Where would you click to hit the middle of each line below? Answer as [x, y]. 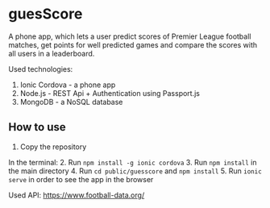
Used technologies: [41, 69]
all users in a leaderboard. [52, 53]
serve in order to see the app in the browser [81, 179]
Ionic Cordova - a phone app [68, 85]
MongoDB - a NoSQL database [71, 102]
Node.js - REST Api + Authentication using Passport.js [110, 93]
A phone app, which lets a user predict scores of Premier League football [130, 36]
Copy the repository [53, 147]
